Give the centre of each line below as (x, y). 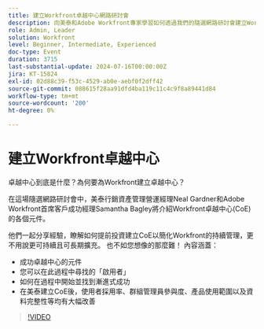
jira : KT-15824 (33, 74)
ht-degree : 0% (31, 111)
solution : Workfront (42, 37)
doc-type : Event (35, 52)
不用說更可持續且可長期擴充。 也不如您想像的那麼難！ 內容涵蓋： (113, 245)
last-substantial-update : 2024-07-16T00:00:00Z (88, 67)
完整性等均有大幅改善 (61, 301)
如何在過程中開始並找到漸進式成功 (75, 281)
